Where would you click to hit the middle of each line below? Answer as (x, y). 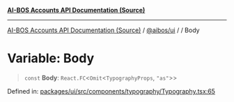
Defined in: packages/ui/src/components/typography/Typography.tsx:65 (111, 91)
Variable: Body (51, 58)
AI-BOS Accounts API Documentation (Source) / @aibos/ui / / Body (103, 30)
